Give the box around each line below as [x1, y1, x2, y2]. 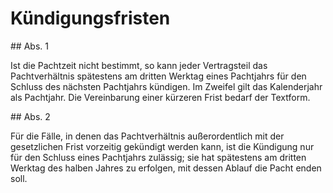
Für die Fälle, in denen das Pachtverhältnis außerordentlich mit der [10, 130, 285, 142]
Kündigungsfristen [10, 7, 171, 30]
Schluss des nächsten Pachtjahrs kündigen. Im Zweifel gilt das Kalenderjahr [10, 80, 323, 92]
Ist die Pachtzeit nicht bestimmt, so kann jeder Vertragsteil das [10, 59, 268, 71]
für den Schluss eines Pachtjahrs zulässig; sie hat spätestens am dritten [10, 151, 307, 163]
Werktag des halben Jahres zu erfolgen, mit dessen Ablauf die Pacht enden [10, 162, 322, 174]
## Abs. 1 [10, 40, 49, 52]
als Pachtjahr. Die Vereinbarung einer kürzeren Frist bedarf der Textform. [10, 91, 311, 103]
